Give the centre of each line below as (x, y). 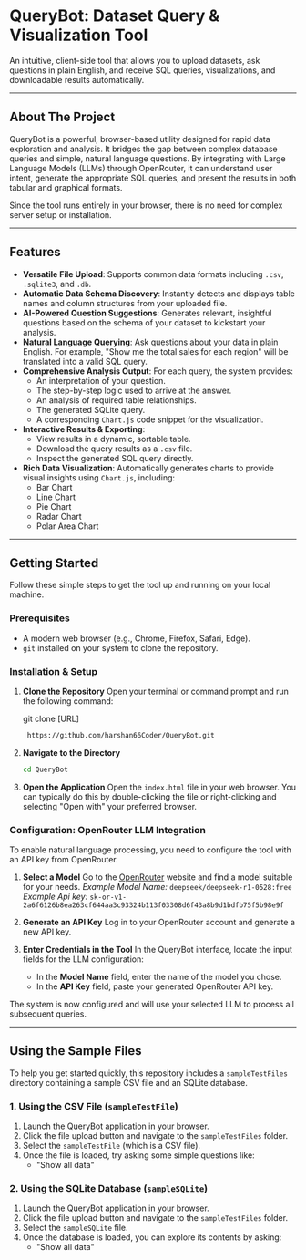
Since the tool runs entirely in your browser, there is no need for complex (146, 205)
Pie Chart (54, 506)
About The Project (62, 117)
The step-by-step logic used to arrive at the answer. (134, 390)
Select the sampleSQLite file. (75, 1228)
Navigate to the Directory (71, 752)
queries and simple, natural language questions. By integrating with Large (148, 158)
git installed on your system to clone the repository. (120, 647)
